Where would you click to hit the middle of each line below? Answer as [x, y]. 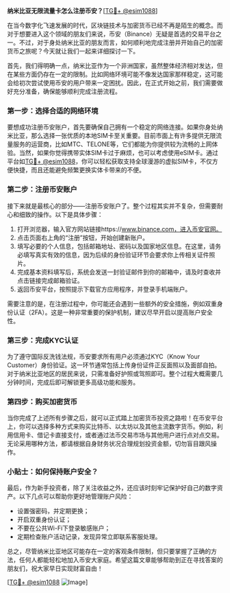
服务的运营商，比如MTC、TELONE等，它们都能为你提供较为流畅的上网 [112, 144]
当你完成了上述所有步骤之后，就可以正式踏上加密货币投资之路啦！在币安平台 [115, 418]
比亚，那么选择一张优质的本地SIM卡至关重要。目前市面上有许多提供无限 [114, 136]
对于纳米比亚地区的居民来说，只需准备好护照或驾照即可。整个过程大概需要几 [115, 373]
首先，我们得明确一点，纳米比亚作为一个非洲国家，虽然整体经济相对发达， [112, 66]
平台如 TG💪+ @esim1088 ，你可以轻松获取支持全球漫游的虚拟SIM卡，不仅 [110, 161]
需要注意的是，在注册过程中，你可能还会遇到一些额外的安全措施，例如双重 [112, 303]
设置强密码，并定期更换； [53, 511]
